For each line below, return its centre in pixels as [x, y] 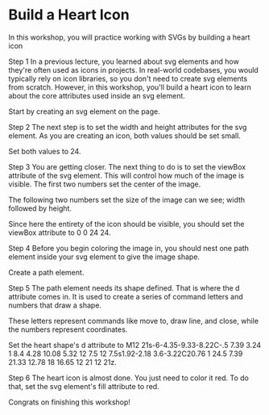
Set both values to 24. [45, 151]
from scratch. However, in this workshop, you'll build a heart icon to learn [130, 87]
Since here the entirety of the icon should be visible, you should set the [126, 224]
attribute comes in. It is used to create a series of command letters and [126, 296]
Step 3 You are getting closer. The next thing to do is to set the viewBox [127, 166]
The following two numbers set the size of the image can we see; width [127, 199]
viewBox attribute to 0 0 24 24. [60, 233]
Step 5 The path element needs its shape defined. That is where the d [124, 287]
